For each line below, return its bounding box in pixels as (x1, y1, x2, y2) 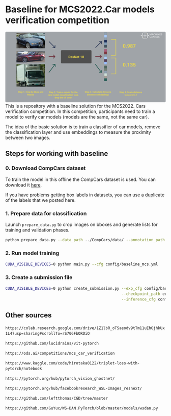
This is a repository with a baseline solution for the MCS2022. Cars (5, 103, 146, 109)
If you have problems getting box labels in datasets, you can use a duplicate (5, 192, 165, 198)
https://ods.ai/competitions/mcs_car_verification (5, 351, 115, 356)
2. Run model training (5, 249, 60, 257)
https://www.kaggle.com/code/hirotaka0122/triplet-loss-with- (5, 360, 140, 366)
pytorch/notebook (5, 366, 42, 371)
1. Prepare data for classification (5, 210, 87, 217)
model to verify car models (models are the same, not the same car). (5, 113, 149, 120)
